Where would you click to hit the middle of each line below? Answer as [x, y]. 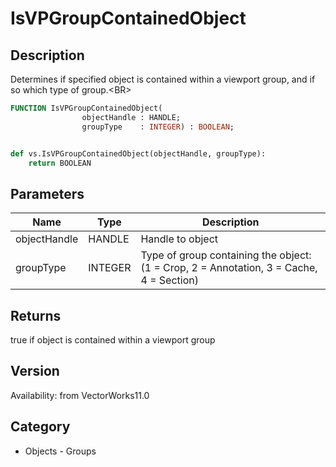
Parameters [47, 193]
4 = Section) [169, 280]
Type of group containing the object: [226, 255]
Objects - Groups [60, 451]
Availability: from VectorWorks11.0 [80, 395]
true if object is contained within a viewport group [113, 340]
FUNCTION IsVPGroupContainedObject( [86, 108]
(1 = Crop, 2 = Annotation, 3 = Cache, [229, 268]
